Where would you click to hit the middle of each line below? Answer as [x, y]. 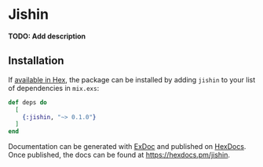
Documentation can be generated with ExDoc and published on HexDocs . [127, 147]
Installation [36, 61]
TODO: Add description [47, 36]
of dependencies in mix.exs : [54, 88]
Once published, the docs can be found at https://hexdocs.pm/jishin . [119, 155]
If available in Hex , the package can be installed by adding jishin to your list [132, 79]
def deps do [27, 102]
